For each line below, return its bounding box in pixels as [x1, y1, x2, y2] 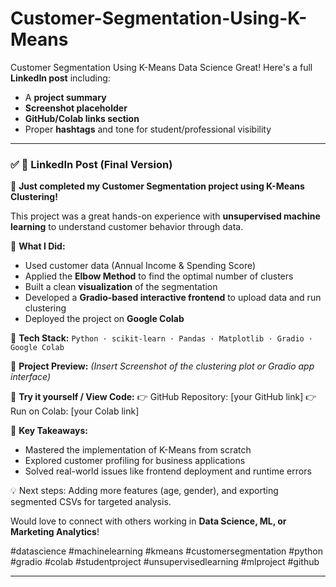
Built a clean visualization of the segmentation [24, 281, 218, 293]
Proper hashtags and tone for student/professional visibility [24, 123, 272, 135]
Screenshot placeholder [24, 102, 128, 114]
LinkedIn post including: [10, 72, 111, 84]
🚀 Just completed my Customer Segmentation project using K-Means [10, 180, 305, 192]
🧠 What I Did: [10, 240, 66, 252]
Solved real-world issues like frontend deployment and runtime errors [24, 465, 312, 477]
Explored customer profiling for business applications [24, 455, 246, 467]
